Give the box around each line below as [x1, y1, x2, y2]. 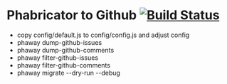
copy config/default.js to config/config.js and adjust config [16, 31, 190, 39]
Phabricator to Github [6, 7, 137, 23]
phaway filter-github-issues [16, 53, 99, 62]
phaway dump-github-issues [16, 38, 102, 46]
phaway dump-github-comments [16, 46, 115, 54]
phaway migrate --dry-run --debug [16, 68, 120, 77]
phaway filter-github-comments [16, 61, 111, 69]
